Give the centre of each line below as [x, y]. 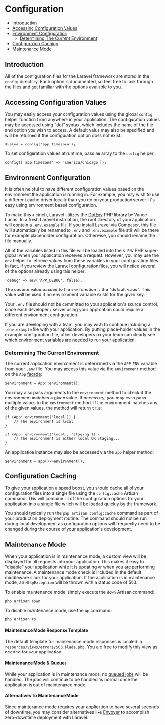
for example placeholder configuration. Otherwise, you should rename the [80, 236]
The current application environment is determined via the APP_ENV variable [81, 363]
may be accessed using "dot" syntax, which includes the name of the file [79, 125]
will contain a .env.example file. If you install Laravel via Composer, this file [81, 225]
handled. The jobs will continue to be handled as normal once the [71, 679]
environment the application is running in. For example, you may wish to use [82, 195]
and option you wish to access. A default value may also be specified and [80, 130]
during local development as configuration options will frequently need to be [82, 524]
